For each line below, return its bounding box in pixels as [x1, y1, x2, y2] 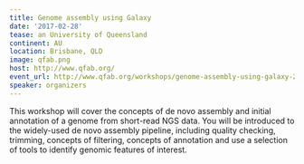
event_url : [9, 72, 51, 82]
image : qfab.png [9, 55, 71, 64]
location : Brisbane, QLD [9, 47, 103, 56]
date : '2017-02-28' [9, 22, 83, 31]
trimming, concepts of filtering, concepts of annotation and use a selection [9, 134, 288, 145]
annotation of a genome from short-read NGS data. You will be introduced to [9, 115, 295, 126]
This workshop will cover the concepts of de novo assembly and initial [9, 105, 271, 116]
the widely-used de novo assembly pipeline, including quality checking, [9, 124, 276, 136]
